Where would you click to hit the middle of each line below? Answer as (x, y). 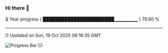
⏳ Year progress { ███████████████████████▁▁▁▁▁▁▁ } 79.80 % (82, 19)
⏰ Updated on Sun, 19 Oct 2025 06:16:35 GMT (53, 35)
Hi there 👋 (17, 8)
